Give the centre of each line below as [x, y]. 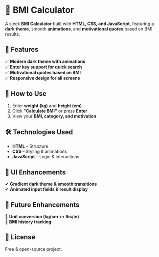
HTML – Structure [30, 146]
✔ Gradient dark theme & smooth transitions [51, 184]
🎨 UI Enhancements [35, 172]
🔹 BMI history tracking [28, 222]
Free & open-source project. [34, 249]
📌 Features [22, 49]
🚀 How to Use [26, 94]
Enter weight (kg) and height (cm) [47, 106]
